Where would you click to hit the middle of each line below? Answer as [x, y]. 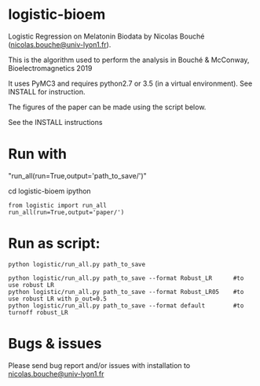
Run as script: [54, 243]
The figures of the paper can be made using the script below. [107, 107]
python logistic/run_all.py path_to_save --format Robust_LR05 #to [126, 292]
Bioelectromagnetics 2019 [50, 68]
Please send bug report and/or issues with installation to [99, 365]
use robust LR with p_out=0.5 [58, 299]
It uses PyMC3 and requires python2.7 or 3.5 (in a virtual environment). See [130, 83]
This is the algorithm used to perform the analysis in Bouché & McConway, [129, 60]
